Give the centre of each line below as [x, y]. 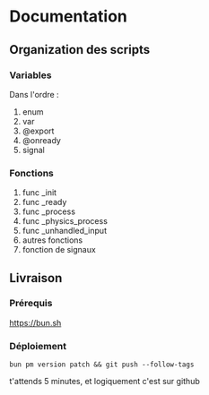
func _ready [44, 202]
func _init [39, 193]
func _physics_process [65, 221]
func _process [49, 211]
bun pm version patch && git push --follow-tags [102, 365]
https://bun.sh [35, 322]
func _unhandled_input [65, 231]
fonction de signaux [59, 250]
